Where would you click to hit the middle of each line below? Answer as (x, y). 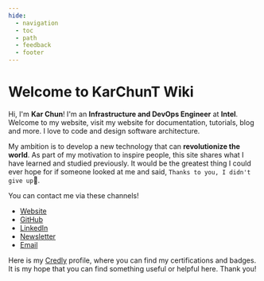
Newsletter (38, 236)
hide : (17, 16)
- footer (30, 53)
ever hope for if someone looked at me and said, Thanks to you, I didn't (130, 171)
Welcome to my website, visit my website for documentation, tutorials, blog (131, 122)
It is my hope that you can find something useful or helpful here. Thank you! (132, 268)
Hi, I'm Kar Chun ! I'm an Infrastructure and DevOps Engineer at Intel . (123, 114)
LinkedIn (34, 228)
